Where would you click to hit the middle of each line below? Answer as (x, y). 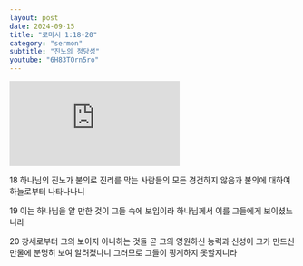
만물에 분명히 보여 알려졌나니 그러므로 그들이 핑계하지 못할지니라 (123, 252)
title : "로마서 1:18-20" (54, 34)
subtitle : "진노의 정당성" (54, 52)
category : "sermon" (46, 43)
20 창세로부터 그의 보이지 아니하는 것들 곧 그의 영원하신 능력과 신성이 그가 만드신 (152, 241)
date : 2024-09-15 (42, 26)
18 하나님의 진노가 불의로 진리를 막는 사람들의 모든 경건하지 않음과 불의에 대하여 (150, 180)
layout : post (34, 18)
